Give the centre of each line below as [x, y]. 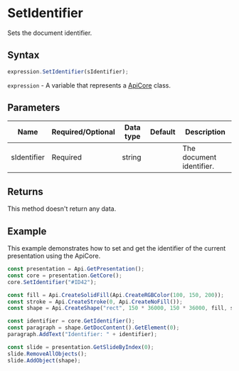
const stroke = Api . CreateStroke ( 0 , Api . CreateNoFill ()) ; [95, 302]
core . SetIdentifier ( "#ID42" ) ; [52, 282]
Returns [26, 191]
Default [163, 132]
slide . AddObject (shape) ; [44, 360]
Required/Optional [83, 132]
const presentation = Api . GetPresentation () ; [76, 269]
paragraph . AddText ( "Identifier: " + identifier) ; [83, 335]
